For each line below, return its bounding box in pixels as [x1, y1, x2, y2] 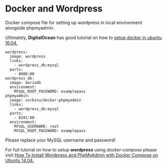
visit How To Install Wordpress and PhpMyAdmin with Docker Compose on [5, 152, 159, 158]
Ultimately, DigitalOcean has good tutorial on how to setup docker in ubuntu [5, 34, 162, 40]
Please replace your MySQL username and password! [5, 137, 116, 143]
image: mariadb [9, 80, 41, 85]
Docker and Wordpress [5, 3, 103, 14]
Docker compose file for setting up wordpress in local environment [5, 19, 143, 25]
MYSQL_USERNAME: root [14, 123, 59, 129]
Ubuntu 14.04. [5, 157, 34, 163]
